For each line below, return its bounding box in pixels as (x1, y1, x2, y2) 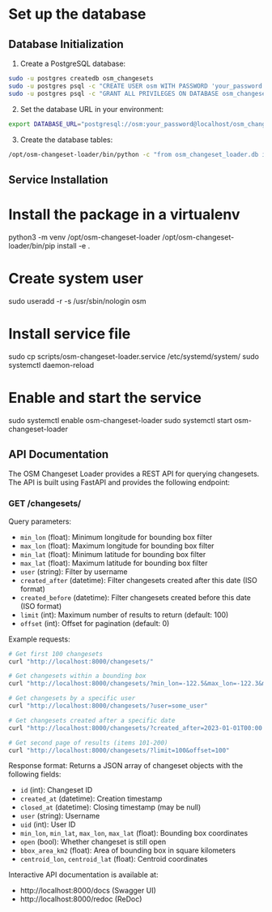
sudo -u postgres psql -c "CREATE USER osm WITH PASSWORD (8, 82, 208, 90)
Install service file (8, 324, 131, 343)
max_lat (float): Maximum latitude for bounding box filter (19, 558, 208, 568)
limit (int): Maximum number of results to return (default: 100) (19, 610, 229, 620)
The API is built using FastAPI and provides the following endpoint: (8, 478, 231, 487)
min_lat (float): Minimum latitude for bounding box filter (19, 549, 206, 559)
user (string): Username (19, 811, 100, 821)
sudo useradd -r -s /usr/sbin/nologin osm (8, 296, 147, 305)
